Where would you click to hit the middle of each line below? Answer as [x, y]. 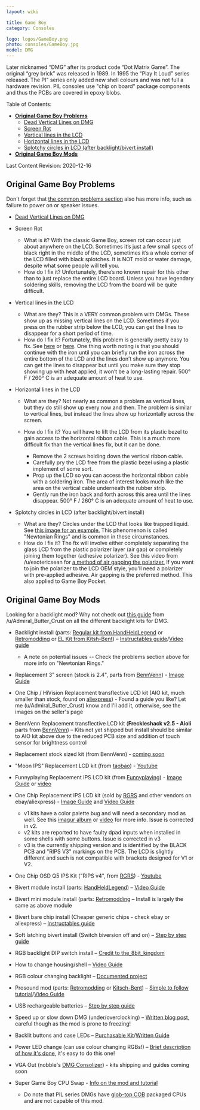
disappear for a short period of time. [68, 333]
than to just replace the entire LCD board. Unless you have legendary [109, 278]
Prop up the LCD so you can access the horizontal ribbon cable [110, 475]
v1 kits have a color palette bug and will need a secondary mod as [105, 813]
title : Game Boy [26, 22]
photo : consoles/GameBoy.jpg [42, 45]
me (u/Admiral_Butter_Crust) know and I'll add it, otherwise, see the [98, 705]
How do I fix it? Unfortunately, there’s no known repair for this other [107, 272]
